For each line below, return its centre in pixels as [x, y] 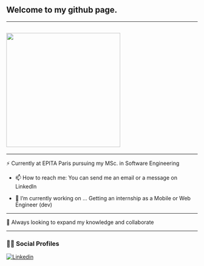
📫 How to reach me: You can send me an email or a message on [96, 177]
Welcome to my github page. [62, 10]
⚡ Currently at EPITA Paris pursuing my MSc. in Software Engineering [93, 163]
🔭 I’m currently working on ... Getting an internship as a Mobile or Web [103, 198]
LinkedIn [26, 186]
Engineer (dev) [34, 205]
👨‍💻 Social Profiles [33, 243]
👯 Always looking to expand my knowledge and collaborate [80, 222]
